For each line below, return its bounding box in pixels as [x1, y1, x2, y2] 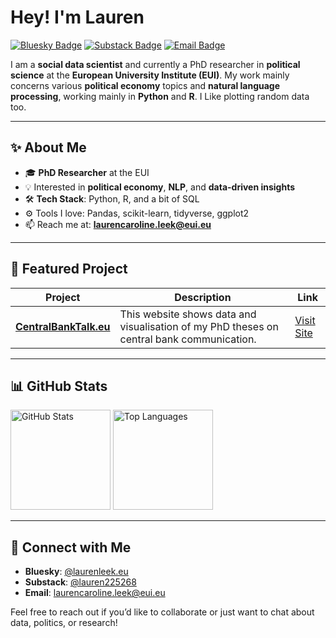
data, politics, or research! [10, 617, 118, 629]
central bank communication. [119, 332, 257, 346]
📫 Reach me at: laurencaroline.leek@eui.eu [24, 218, 212, 230]
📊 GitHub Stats [10, 377, 108, 395]
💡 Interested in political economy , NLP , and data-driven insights [24, 181, 296, 193]
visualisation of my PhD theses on [119, 319, 279, 333]
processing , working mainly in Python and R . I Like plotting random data [10, 90, 310, 102]
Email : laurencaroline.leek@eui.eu [24, 587, 166, 599]
